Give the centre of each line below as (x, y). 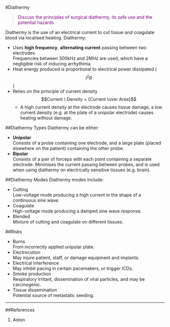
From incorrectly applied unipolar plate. (54, 247)
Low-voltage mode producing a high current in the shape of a (77, 195)
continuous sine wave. (36, 200)
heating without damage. (46, 118)
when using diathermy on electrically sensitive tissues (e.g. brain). (81, 170)
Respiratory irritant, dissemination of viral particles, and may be (79, 279)
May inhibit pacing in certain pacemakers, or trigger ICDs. (73, 268)
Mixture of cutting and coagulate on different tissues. (68, 222)
